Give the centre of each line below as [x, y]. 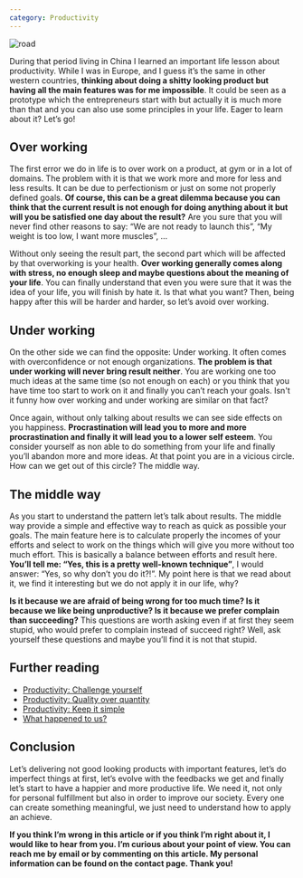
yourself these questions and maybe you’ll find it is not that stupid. [133, 640]
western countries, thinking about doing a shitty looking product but [139, 80]
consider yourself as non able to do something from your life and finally [142, 447]
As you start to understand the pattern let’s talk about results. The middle [146, 516]
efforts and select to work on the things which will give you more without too [152, 545]
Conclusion [43, 747]
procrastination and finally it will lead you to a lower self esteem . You [141, 437]
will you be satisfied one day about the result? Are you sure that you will [146, 217]
